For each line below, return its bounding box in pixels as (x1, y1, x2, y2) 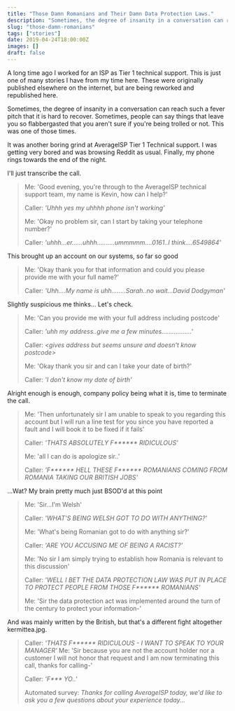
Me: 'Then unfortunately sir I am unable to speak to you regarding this (24, 409, 226, 418)
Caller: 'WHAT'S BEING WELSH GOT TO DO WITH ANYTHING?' (24, 513, 208, 522)
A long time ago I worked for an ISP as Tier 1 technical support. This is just (7, 68, 222, 77)
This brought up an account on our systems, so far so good (7, 252, 178, 260)
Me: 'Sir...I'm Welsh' (24, 500, 83, 508)
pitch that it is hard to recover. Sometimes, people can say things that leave (7, 111, 224, 120)
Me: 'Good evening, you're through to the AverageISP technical (24, 182, 207, 191)
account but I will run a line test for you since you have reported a (24, 417, 214, 426)
